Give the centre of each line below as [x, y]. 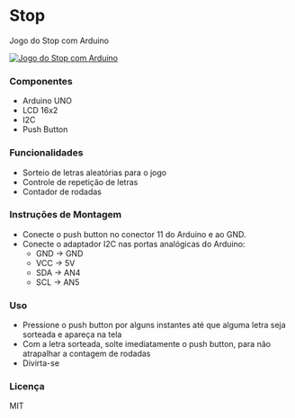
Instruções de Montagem [66, 215]
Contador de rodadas [62, 191]
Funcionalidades [46, 153]
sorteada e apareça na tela [72, 334]
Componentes [41, 81]
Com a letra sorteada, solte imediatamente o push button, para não [147, 344]
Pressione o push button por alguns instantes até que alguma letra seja [154, 325]
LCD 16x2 [40, 111]
